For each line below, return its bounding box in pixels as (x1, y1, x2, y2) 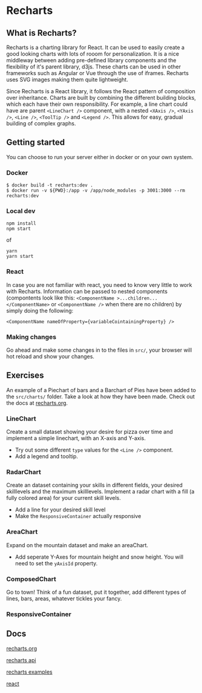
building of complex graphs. (6, 120, 76, 127)
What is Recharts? (6, 28, 77, 38)
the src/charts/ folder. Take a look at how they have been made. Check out (6, 393, 195, 400)
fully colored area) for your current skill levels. (6, 494, 121, 502)
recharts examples (6, 668, 53, 675)
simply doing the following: (6, 307, 74, 314)
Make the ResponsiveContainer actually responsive (15, 513, 142, 520)
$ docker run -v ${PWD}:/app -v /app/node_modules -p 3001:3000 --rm (6, 188, 186, 194)
